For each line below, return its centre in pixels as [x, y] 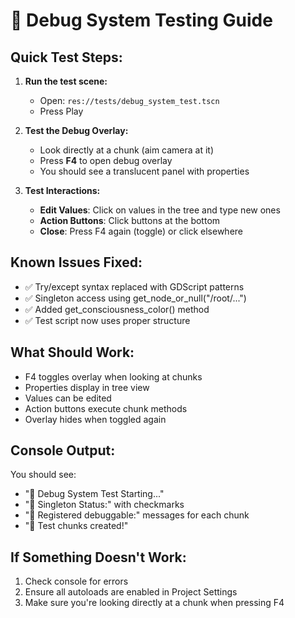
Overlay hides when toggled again [95, 419]
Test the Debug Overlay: [76, 130]
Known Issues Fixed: [76, 262]
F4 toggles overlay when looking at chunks [113, 376]
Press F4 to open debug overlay [106, 160]
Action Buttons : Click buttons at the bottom [130, 220]
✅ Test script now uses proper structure [107, 320]
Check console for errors [76, 581]
